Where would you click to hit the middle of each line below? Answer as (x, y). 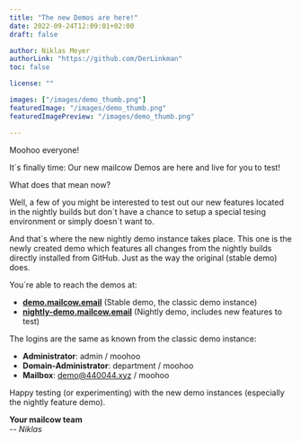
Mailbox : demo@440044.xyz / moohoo (96, 375)
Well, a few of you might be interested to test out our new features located (147, 202)
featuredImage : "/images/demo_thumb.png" (88, 108)
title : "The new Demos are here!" (74, 18)
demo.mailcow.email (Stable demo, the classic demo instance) (140, 302)
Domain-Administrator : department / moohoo (108, 366)
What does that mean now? (60, 184)
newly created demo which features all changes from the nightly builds (141, 248)
